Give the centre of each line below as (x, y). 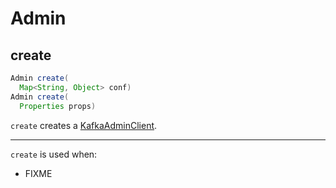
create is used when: (54, 154)
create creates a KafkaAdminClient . (84, 125)
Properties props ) (58, 106)
